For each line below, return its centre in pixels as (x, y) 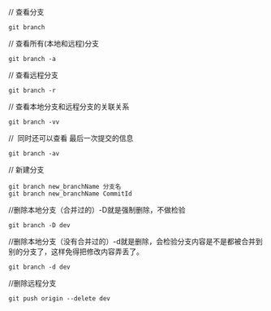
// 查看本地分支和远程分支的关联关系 (69, 107)
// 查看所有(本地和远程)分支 (54, 44)
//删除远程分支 (32, 283)
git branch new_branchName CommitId (70, 194)
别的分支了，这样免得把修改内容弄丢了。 (76, 252)
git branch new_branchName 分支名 (65, 186)
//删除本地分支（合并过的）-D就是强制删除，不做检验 (97, 210)
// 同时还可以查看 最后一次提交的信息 (71, 138)
